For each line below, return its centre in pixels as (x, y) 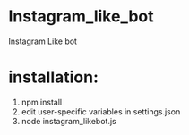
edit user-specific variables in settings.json (101, 111)
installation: (54, 77)
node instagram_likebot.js (69, 121)
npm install (42, 102)
